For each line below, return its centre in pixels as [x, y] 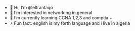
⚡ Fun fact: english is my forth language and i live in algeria [70, 23]
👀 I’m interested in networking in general [51, 13]
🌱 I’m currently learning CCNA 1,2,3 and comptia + [61, 18]
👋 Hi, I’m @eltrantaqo [31, 8]
